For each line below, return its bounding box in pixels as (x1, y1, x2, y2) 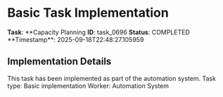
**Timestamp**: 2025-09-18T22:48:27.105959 (7, 35, 144, 43)
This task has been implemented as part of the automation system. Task (7, 74, 217, 82)
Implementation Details (7, 56, 112, 68)
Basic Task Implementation (7, 5, 169, 21)
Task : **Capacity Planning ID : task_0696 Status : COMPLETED (7, 28, 190, 36)
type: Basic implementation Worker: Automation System (7, 82, 170, 90)
